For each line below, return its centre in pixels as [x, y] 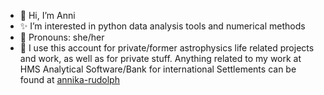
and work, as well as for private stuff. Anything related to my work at [160, 58]
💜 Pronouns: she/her [62, 37]
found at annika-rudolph [69, 79]
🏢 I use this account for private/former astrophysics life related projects [167, 48]
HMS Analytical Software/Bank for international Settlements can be [158, 69]
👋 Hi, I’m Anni [47, 15]
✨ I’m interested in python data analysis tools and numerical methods [162, 26]
